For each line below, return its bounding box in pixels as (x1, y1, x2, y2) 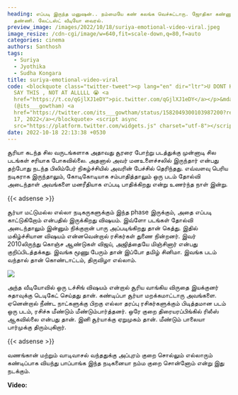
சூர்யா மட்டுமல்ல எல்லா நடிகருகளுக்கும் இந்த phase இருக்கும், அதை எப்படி (7, 208, 212, 217)
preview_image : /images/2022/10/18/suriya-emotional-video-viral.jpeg (7, 23, 220, 30)
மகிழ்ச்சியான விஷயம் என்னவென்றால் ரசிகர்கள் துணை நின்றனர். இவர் (7, 231, 196, 241)
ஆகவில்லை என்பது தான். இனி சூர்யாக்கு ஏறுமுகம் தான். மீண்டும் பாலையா (7, 315, 205, 324)
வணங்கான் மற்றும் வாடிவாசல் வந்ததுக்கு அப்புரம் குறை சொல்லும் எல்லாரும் (7, 351, 213, 360)
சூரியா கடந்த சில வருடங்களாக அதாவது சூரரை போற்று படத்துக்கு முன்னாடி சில (7, 148, 217, 156)
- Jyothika (13, 63, 46, 70)
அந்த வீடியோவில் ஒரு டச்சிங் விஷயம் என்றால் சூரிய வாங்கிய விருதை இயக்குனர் (7, 283, 219, 292)
